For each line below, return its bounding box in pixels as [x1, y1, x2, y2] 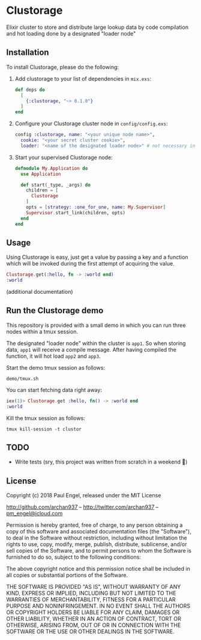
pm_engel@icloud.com [6, 510, 63, 517]
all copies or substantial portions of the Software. [6, 571, 128, 579]
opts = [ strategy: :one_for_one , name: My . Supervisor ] [26, 204, 166, 210]
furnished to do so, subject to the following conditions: [6, 553, 141, 561]
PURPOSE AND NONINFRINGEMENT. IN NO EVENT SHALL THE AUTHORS [6, 603, 191, 610]
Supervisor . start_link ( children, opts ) [26, 210, 126, 216]
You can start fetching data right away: [6, 386, 102, 393]
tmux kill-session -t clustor [6, 426, 82, 432]
